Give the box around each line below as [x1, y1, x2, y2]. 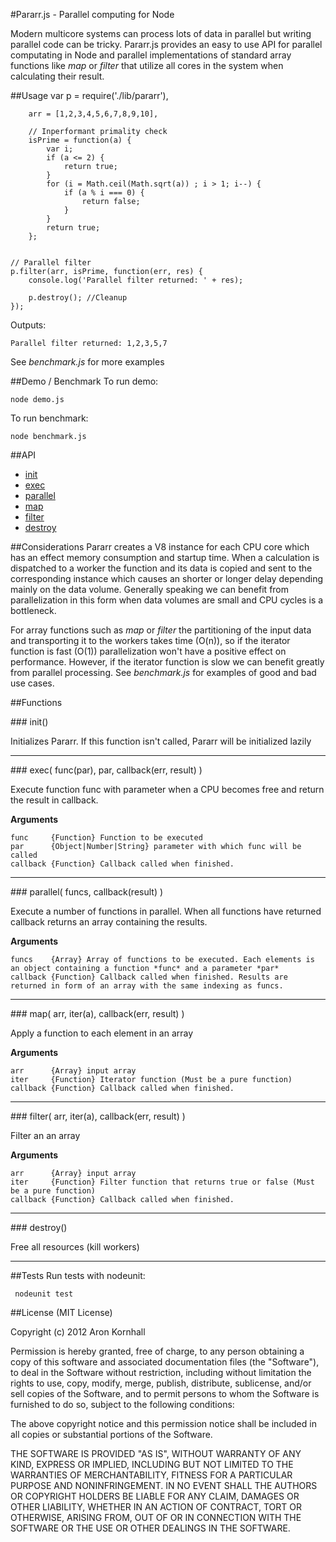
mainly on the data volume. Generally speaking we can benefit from [10, 584, 290, 595]
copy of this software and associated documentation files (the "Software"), [10, 1356, 320, 1368]
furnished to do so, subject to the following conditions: [10, 1399, 235, 1410]
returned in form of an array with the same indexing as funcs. [10, 981, 284, 991]
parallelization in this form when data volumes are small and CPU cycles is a [10, 594, 324, 606]
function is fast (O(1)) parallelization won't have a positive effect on [10, 645, 287, 657]
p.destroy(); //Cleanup [28, 293, 128, 303]
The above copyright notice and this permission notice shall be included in [10, 1418, 317, 1429]
